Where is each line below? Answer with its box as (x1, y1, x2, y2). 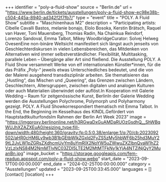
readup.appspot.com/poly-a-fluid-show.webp (5, 156, 98, 161)
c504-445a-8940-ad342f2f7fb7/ (5, 15, 73, 20)
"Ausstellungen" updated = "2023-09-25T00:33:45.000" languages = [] (5, 166, 152, 172)
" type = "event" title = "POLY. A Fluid (73, 15, 150, 20)
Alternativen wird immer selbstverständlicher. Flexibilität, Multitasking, (5, 51, 148, 57)
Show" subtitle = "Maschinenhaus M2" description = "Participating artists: (5, 20, 157, 26)
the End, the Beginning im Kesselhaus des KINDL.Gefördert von (5, 109, 134, 115)
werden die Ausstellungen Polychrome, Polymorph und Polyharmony (5, 98, 145, 104)
